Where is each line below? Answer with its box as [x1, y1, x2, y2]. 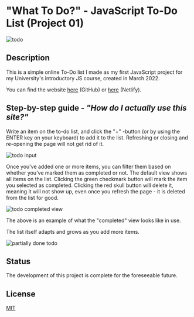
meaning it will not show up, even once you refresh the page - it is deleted [6, 188, 186, 195]
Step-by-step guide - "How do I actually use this [6, 103, 187, 113]
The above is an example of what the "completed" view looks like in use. [6, 217, 181, 224]
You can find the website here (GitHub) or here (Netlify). [6, 86, 142, 93]
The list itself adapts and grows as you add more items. [6, 228, 139, 235]
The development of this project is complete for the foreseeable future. [6, 272, 178, 279]
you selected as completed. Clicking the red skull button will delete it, [6, 182, 174, 189]
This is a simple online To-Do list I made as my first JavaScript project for [6, 69, 183, 76]
